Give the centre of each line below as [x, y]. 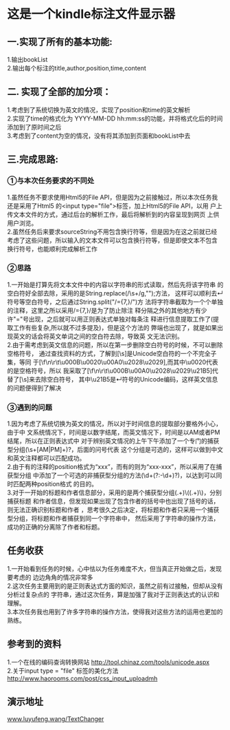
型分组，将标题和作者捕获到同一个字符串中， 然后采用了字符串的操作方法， [113, 519]
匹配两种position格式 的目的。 [55, 484]
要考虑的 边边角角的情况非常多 [50, 577]
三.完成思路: [33, 159]
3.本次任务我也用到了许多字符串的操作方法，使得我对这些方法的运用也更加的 [115, 612]
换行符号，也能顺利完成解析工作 [52, 249]
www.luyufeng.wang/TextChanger [56, 719]
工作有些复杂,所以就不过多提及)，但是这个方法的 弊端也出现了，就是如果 [115, 327]
